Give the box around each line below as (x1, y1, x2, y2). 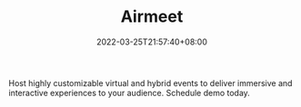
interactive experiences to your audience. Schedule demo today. (8, 87, 251, 98)
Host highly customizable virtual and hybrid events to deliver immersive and (8, 77, 293, 88)
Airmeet (120, 6, 184, 27)
